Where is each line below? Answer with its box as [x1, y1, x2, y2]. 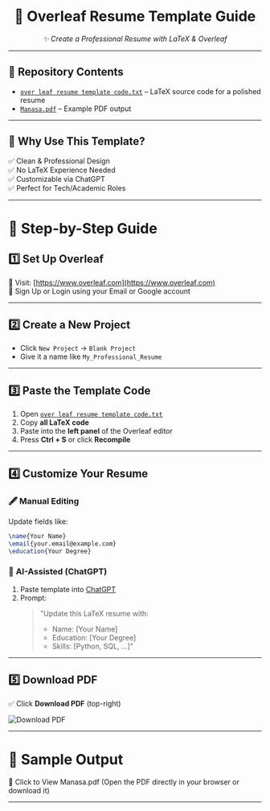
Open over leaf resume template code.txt [19, 410, 163, 419]
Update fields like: [8, 517, 68, 526]
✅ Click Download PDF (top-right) [8, 698, 121, 708]
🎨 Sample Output [8, 750, 124, 768]
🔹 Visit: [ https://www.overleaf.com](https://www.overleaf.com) [8, 278, 215, 287]
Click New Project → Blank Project [19, 344, 137, 353]
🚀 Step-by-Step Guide [8, 219, 158, 237]
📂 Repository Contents [8, 65, 125, 79]
